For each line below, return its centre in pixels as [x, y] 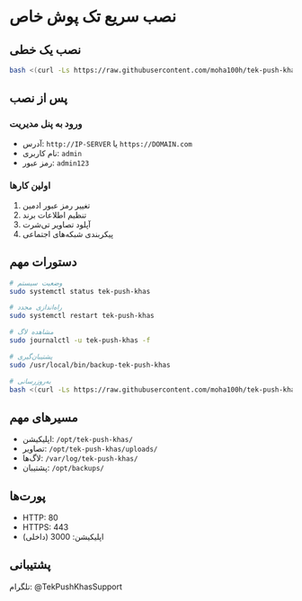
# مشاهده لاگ [31, 332]
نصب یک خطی [45, 50]
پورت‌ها [28, 496]
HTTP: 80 [40, 517]
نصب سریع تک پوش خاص [93, 17]
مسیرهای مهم [44, 417]
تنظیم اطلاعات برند [54, 215]
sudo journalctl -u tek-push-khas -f [80, 340]
